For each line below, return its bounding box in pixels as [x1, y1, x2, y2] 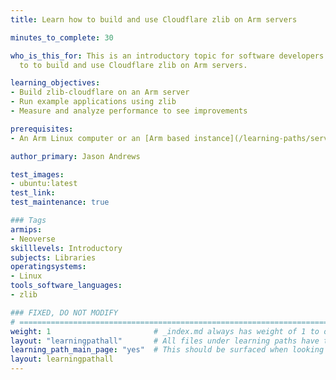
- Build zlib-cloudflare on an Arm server [10, 87, 190, 98]
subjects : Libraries [10, 252, 97, 263]
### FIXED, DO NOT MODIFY [10, 307, 118, 318]
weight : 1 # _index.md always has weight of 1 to [10, 326, 320, 336]
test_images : [10, 169, 65, 180]
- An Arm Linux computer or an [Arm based [10, 133, 190, 143]
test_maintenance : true [10, 197, 110, 208]
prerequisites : [10, 124, 74, 134]
